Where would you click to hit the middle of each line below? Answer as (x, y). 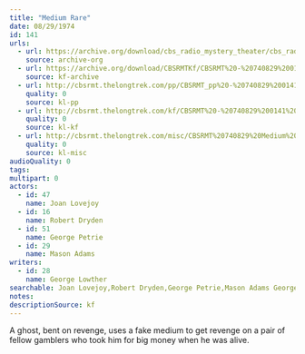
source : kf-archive (63, 77)
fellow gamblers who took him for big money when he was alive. (129, 340)
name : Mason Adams (60, 254)
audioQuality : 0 (40, 161)
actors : (24, 187)
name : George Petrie (64, 237)
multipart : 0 (34, 178)
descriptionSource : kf (52, 305)
